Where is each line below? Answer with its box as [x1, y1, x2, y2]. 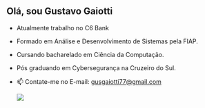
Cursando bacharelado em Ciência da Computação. [16, 50, 164, 58]
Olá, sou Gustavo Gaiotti [6, 6, 113, 17]
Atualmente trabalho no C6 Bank [16, 23, 110, 32]
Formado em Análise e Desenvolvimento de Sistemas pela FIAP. [16, 37, 198, 45]
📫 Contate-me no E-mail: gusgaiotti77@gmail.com [16, 77, 162, 85]
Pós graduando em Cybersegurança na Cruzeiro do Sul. [16, 63, 177, 72]
